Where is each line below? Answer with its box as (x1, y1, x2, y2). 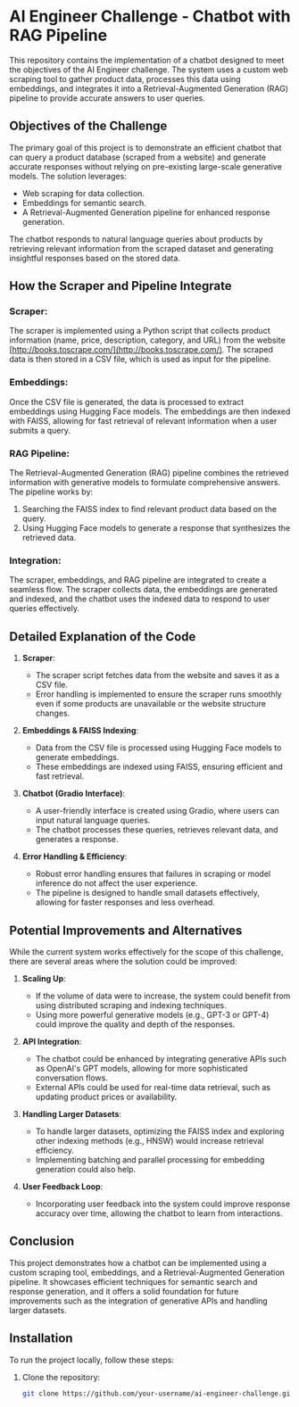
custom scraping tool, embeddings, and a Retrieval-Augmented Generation (9, 1267, 286, 1278)
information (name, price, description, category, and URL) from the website (9, 335, 286, 345)
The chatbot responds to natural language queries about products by (9, 234, 263, 244)
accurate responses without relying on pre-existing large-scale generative (9, 161, 283, 171)
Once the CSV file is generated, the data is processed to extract (9, 396, 245, 407)
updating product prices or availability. (35, 1091, 178, 1102)
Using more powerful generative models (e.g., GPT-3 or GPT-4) (35, 1009, 270, 1020)
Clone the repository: (21, 1371, 101, 1382)
